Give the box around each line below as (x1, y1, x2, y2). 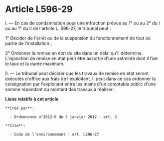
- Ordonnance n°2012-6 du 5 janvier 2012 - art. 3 (9, 114, 117, 119)
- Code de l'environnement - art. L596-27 (9, 131, 99, 137)
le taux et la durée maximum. (5, 60, 65, 66)
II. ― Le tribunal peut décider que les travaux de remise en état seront (5, 70, 149, 76)
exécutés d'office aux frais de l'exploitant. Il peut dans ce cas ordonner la (5, 75, 156, 81)
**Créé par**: (5, 105, 35, 110)
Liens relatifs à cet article (5, 96, 59, 102)
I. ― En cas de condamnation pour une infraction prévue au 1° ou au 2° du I (5, 20, 160, 26)
